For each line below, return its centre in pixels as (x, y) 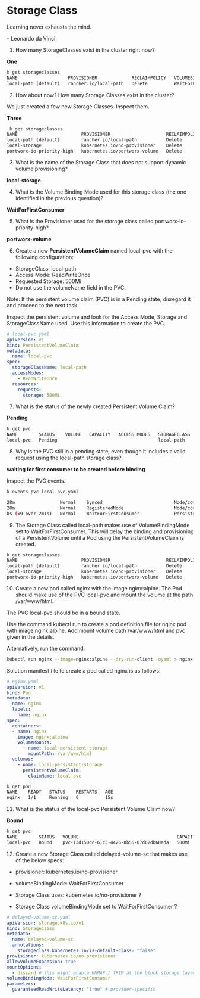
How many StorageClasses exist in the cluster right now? (85, 50)
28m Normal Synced (55, 502)
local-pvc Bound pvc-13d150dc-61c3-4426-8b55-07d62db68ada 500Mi (99, 842)
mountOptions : (24, 967)
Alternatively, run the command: (46, 648)
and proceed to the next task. (43, 305)
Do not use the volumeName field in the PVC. (71, 287)
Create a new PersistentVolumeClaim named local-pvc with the (94, 250)
